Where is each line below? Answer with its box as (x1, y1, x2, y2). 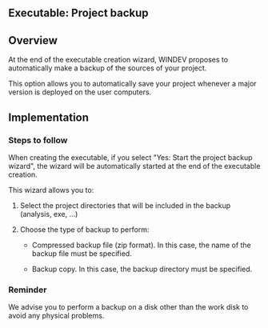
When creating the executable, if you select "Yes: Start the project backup (8, 152, 254, 162)
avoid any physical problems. (8, 311, 105, 321)
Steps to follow (8, 134, 68, 146)
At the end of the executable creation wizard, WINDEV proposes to (8, 55, 229, 65)
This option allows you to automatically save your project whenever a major (8, 79, 258, 89)
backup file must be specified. (31, 248, 132, 258)
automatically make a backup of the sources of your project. (8, 63, 207, 73)
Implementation (8, 110, 90, 124)
